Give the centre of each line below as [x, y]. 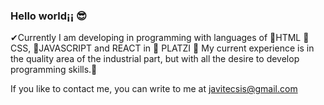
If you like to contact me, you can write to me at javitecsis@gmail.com [154, 89]
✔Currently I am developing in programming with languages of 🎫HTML [156, 38]
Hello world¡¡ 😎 [49, 16]
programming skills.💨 [54, 70]
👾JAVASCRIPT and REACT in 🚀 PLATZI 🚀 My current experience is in [174, 48]
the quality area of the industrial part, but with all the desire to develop [155, 59]
